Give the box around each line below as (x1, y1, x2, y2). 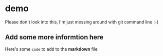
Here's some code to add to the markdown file (5, 46, 98, 52)
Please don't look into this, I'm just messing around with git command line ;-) (5, 19, 159, 25)
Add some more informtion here (5, 33, 104, 41)
